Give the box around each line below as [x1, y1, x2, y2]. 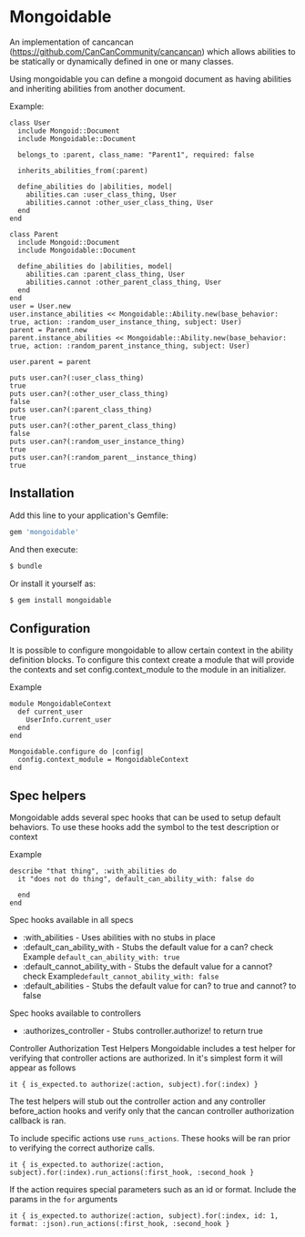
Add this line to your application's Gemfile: [9, 510, 168, 521]
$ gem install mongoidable [9, 595, 112, 604]
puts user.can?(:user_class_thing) [9, 373, 145, 382]
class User [9, 118, 51, 127]
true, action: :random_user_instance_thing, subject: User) [9, 317, 243, 327]
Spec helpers [9, 787, 86, 803]
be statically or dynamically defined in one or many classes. [9, 56, 234, 66]
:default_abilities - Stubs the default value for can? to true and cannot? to [22, 980, 297, 991]
